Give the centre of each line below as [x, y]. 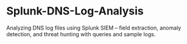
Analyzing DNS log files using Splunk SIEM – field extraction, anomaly [94, 28]
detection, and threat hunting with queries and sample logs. [81, 34]
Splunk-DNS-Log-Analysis [75, 11]
